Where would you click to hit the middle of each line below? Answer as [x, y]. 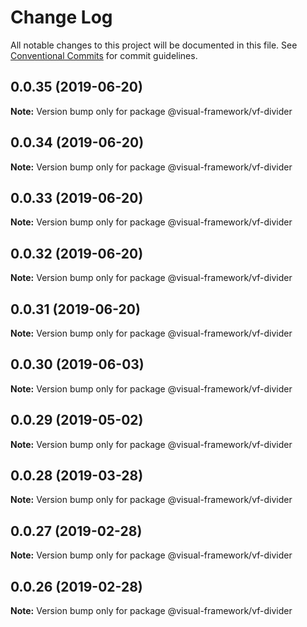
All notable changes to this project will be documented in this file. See [154, 45]
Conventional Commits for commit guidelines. [104, 55]
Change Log [61, 17]
